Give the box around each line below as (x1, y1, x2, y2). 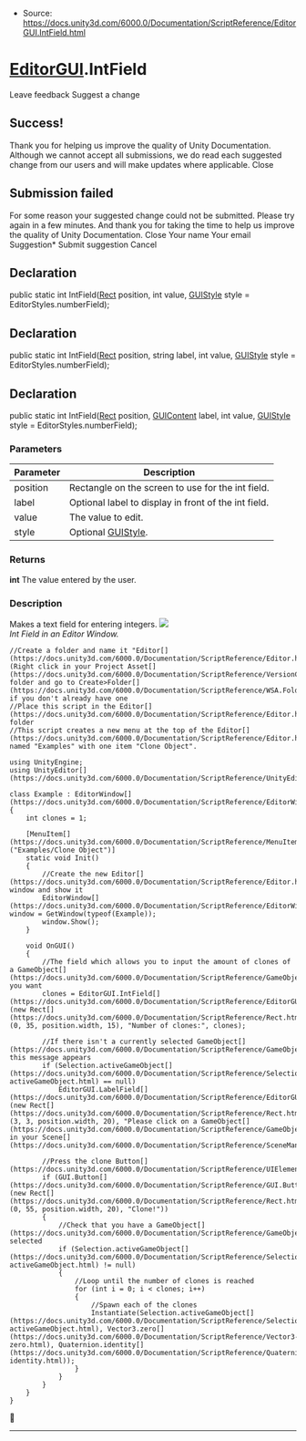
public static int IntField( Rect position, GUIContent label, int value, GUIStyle (9, 410, 291, 420)
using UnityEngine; (9, 757, 84, 767)
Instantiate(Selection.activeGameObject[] (90, 1308, 255, 1317)
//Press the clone (42, 1156, 112, 1166)
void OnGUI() (25, 941, 76, 950)
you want (9, 980, 43, 990)
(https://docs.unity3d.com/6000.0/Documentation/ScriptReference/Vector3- (9, 1332, 300, 1342)
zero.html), (9, 1340, 55, 1349)
